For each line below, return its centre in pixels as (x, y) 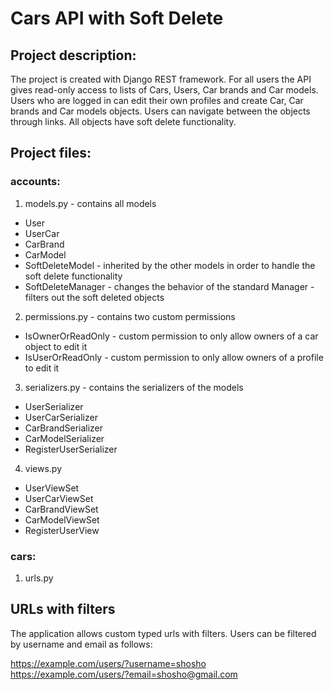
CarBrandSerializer (64, 428)
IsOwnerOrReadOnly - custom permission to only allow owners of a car (171, 336)
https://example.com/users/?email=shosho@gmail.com (124, 674)
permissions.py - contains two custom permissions (130, 316)
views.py (43, 468)
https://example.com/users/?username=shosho (108, 663)
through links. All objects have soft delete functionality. (123, 121)
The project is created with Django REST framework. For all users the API (161, 79)
